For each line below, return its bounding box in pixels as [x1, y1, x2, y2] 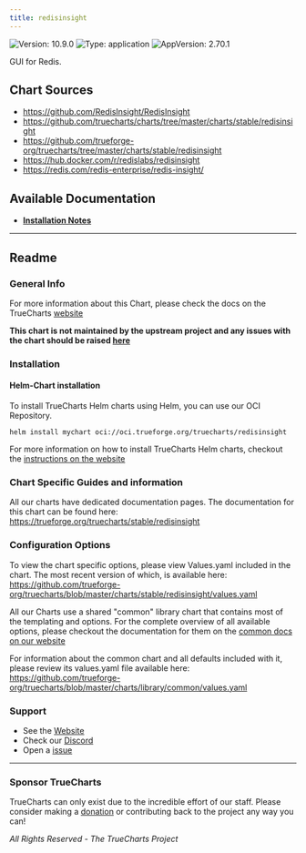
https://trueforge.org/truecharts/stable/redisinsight [9, 516, 200, 527]
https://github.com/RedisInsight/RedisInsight [22, 107, 190, 117]
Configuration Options [9, 539, 111, 552]
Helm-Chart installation [9, 380, 101, 391]
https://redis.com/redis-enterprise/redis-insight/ [22, 165, 205, 176]
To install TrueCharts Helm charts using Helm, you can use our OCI [9, 401, 261, 411]
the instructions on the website [9, 453, 126, 464]
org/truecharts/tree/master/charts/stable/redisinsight [22, 145, 222, 156]
